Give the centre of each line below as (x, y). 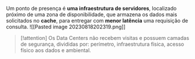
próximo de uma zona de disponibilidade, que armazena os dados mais (92, 14)
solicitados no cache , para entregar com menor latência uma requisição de (97, 21)
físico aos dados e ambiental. (56, 50)
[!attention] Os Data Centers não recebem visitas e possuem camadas (105, 38)
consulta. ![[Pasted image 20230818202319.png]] (66, 27)
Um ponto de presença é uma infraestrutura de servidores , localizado (91, 8)
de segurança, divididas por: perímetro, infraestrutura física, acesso (102, 44)
